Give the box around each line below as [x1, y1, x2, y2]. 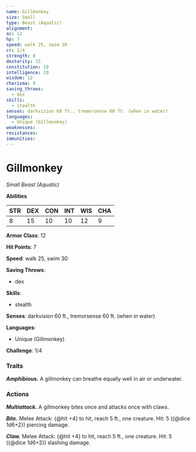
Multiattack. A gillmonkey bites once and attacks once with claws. [6, 403, 169, 410]
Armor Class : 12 [6, 232, 46, 239]
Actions [6, 390, 30, 398]
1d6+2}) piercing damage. [6, 421, 69, 428]
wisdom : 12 [6, 75, 33, 81]
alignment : [6, 25, 33, 31]
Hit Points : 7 [6, 243, 37, 250]
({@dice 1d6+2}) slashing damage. [6, 439, 91, 446]
